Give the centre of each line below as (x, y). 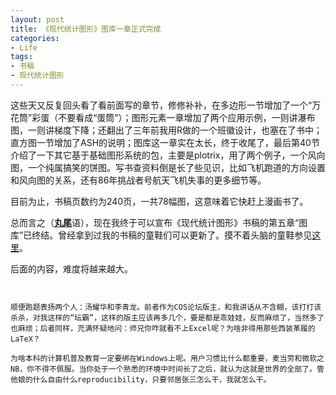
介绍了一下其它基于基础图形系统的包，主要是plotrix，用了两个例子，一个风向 (168, 155)
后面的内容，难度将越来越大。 (71, 268)
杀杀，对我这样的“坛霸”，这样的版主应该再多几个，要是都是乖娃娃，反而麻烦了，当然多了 (167, 317)
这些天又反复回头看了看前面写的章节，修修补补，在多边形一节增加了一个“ (161, 105)
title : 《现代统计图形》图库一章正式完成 (86, 29)
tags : (21, 57)
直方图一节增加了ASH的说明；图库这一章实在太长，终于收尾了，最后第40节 (165, 142)
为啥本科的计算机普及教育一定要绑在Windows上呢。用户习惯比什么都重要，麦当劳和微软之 (167, 358)
